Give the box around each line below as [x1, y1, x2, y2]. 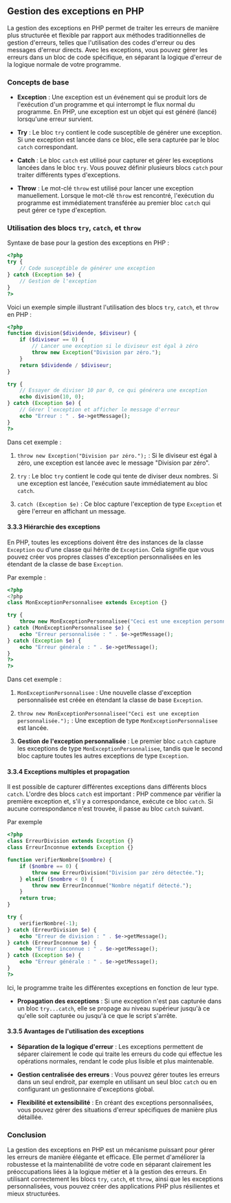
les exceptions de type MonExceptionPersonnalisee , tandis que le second [16, 744, 223, 753]
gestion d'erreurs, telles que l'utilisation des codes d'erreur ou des [7, 38, 196, 47]
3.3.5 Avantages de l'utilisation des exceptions [7, 1027, 144, 1035]
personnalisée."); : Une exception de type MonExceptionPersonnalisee [16, 716, 218, 725]
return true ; [19, 895, 57, 902]
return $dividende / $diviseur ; [19, 362, 112, 368]
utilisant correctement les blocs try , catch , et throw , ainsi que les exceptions [7, 1175, 223, 1183]
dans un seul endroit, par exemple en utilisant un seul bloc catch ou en [16, 1078, 217, 1086]
